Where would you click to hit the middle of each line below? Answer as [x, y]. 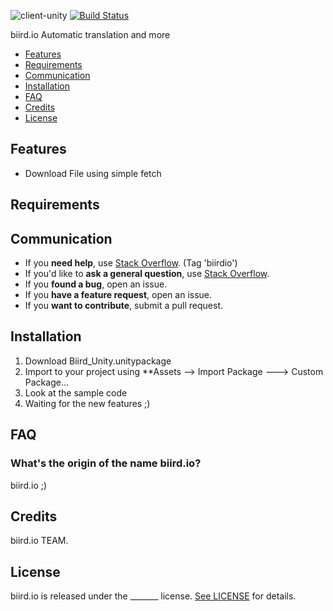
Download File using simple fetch [93, 173]
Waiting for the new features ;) [87, 403]
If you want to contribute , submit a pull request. [123, 306]
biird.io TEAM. [39, 541]
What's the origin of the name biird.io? [106, 463]
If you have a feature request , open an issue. [118, 295]
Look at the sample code [76, 392]
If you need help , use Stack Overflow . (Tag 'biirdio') [131, 263]
